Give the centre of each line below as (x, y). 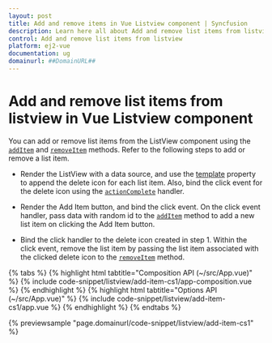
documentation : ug (39, 54)
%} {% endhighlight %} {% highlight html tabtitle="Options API (113, 289)
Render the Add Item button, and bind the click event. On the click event (140, 207)
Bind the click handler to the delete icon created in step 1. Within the (134, 239)
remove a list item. (39, 158)
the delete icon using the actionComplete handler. (102, 191)
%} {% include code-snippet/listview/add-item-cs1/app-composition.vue (130, 281)
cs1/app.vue (29, 307)
